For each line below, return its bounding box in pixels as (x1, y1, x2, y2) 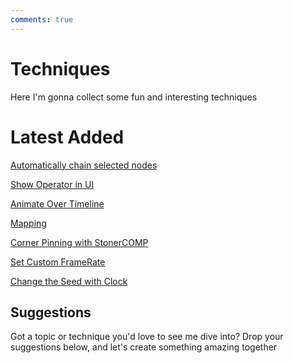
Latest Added (10, 126, 125, 148)
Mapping (10, 217, 47, 229)
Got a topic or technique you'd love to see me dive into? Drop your (10, 331, 284, 343)
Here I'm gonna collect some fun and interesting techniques (10, 91, 258, 103)
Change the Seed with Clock (10, 275, 128, 287)
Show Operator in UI (10, 178, 95, 190)
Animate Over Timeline (10, 197, 105, 210)
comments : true (10, 14, 74, 25)
